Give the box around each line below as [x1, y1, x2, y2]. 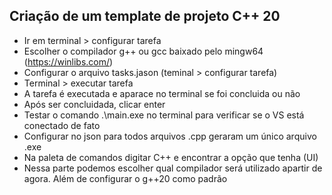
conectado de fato [23, 119, 101, 131]
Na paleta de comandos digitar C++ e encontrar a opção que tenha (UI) [23, 151, 319, 163]
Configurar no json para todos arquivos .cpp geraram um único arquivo [23, 130, 317, 142]
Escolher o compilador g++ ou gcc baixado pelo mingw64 [23, 45, 264, 57]
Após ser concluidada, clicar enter [23, 98, 166, 110]
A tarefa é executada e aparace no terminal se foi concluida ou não [23, 87, 301, 99]
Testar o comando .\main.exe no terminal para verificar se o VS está [23, 109, 305, 121]
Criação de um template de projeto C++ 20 [9, 8, 281, 25]
